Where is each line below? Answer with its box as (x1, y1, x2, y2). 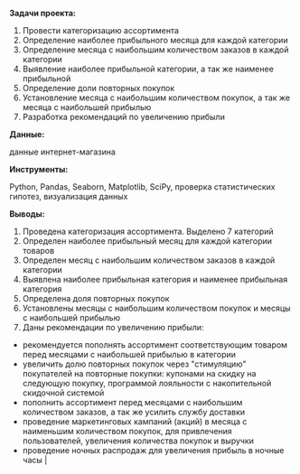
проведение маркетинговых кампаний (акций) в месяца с (22, 416, 248, 427)
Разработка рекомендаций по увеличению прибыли (22, 112, 226, 122)
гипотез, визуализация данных (9, 191, 128, 201)
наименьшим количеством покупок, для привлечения (22, 426, 232, 436)
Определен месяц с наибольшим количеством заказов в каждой (22, 255, 276, 265)
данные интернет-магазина (9, 146, 116, 157)
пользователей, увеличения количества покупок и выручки (22, 435, 255, 446)
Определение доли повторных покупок (22, 83, 175, 93)
